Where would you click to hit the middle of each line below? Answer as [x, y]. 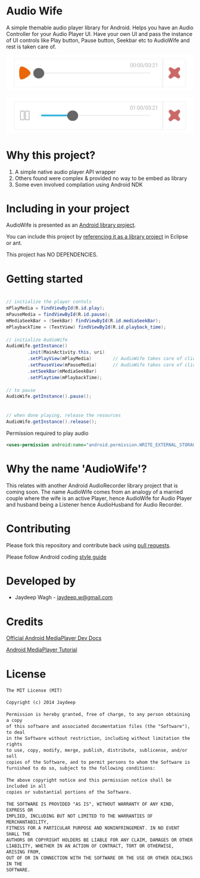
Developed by [41, 581]
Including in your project [68, 208]
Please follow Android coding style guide [57, 557]
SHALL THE [18, 834]
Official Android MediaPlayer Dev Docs [54, 638]
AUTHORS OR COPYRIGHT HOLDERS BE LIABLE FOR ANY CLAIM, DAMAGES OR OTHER [100, 840]
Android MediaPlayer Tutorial [42, 650]
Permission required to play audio [47, 433]
